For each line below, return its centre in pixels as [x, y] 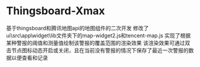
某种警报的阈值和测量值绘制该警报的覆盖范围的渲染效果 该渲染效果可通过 [96, 43]
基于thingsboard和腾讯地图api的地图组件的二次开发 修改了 [77, 28]
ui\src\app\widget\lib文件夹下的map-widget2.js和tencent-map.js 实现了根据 [99, 35]
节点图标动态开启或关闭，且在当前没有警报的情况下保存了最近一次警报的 [100, 50]
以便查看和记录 [29, 58]
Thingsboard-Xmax [56, 11]
